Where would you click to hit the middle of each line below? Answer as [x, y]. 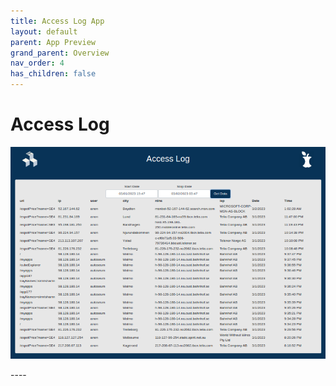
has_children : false [53, 74]
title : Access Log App [57, 21]
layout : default [44, 31]
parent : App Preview [53, 42]
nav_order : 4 [37, 63]
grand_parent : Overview [60, 53]
